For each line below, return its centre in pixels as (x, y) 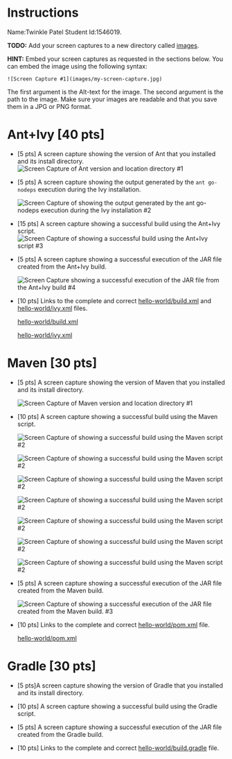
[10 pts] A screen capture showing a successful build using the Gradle (117, 706)
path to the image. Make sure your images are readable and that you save (112, 99)
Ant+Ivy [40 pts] (56, 135)
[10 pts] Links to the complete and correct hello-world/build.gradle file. (118, 748)
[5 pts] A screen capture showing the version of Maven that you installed (121, 382)
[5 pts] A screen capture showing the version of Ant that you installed (116, 153)
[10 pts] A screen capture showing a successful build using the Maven (117, 416)
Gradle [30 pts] (52, 666)
